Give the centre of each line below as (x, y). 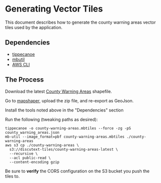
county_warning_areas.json (32, 132)
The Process (24, 80)
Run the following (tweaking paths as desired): (51, 119)
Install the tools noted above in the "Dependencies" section (64, 110)
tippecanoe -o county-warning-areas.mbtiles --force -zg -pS (68, 128)
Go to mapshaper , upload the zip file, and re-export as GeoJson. (69, 100)
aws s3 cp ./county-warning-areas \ (42, 145)
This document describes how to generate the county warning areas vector (80, 22)
